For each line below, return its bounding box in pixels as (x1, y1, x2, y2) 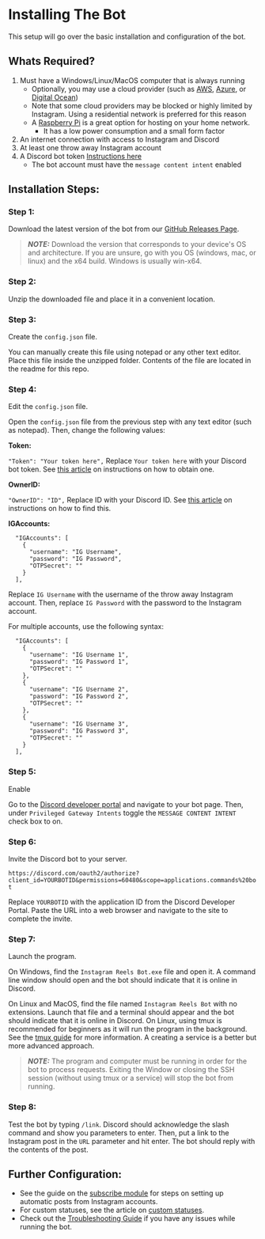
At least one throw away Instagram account (19, 142, 162, 152)
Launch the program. (8, 952, 77, 961)
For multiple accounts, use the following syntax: (8, 622, 165, 631)
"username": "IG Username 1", (28, 651, 129, 659)
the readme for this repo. (8, 364, 89, 373)
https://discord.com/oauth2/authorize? (8, 869, 140, 877)
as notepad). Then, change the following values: (8, 426, 166, 435)
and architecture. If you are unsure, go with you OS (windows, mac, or (27, 248, 257, 258)
